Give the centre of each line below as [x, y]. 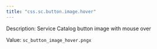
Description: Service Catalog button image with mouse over [79, 28]
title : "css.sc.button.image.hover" [51, 12]
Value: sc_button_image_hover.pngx [49, 40]
